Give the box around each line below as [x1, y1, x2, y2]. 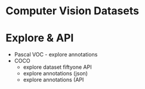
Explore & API [5, 31, 74, 45]
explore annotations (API [23, 76, 84, 84]
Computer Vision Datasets [5, 4, 140, 18]
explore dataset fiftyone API [23, 63, 92, 71]
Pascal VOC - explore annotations [14, 51, 98, 58]
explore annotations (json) [23, 70, 88, 77]
